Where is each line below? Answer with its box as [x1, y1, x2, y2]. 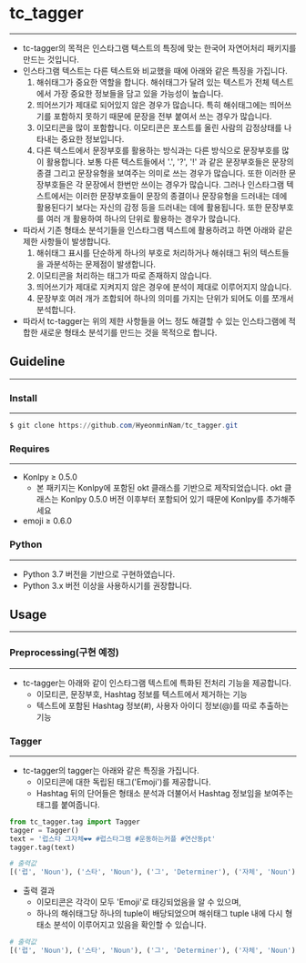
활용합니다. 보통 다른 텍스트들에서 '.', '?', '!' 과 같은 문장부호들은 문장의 [46, 156, 294, 167]
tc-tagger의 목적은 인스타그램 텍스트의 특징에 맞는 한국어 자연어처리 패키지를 [22, 42, 297, 53]
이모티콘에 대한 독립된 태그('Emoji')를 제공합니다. [36, 776, 211, 787]
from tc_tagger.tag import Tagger [9, 817, 141, 826]
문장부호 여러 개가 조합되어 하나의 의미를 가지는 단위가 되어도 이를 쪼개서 [36, 292, 294, 303]
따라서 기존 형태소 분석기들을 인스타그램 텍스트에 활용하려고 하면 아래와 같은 [22, 224, 293, 235]
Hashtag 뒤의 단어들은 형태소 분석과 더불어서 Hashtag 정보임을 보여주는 [36, 787, 294, 798]
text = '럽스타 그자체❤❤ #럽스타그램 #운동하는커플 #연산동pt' [9, 834, 216, 844]
